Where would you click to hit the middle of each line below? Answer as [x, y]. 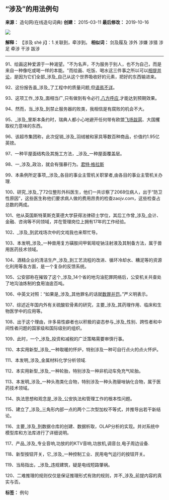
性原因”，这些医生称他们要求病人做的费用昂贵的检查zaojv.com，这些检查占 [83, 198]
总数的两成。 [18, 204]
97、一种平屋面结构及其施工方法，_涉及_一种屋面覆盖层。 [65, 153]
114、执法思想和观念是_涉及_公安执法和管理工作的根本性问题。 [70, 398]
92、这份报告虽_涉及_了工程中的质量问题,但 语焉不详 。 [61, 87]
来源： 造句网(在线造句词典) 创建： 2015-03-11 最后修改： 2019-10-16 [77, 22]
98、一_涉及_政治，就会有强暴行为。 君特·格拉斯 [55, 164]
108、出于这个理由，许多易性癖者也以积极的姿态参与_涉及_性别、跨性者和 [81, 322]
